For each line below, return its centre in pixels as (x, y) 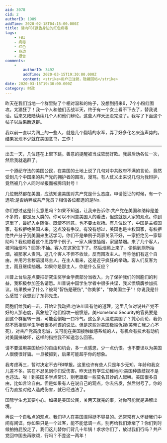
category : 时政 (20, 88)
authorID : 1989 (21, 19)
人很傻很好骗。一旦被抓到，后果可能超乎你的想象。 (57, 354)
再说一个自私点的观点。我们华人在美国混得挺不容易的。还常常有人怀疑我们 (81, 417)
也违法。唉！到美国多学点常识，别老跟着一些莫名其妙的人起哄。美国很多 (79, 377)
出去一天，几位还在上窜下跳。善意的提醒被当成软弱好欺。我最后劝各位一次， (83, 154)
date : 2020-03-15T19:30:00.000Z (39, 84)
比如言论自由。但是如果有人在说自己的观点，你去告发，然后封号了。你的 (88, 383)
